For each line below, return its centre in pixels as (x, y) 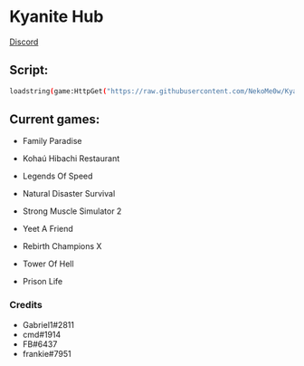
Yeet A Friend (48, 229)
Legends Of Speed (57, 176)
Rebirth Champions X (62, 246)
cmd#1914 (42, 334)
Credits (26, 305)
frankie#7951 (47, 353)
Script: (29, 70)
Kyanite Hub (57, 17)
